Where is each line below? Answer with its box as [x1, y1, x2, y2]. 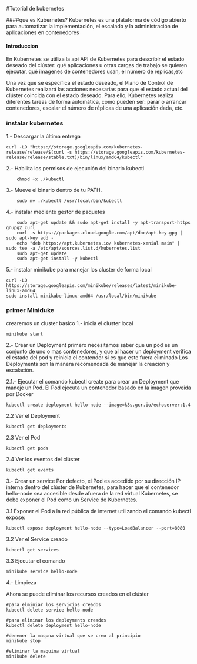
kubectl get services [6, 547, 59, 553]
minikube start [6, 331, 44, 337]
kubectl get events [6, 467, 54, 473]
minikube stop [6, 637, 41, 644]
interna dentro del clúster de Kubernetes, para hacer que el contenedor [6, 483, 179, 491]
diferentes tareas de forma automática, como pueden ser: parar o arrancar [6, 98, 187, 105]
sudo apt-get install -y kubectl [16, 256, 99, 262]
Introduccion [6, 42, 38, 49]
